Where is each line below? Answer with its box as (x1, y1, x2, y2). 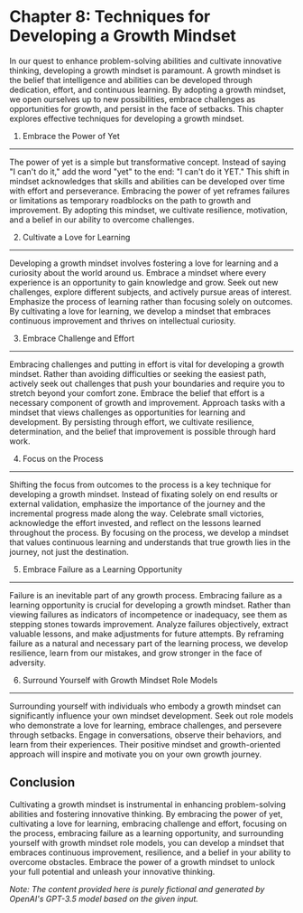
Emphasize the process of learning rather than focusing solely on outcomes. (9, 296, 293, 306)
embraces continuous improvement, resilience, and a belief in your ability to (9, 847, 291, 858)
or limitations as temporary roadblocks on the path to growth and (9, 194, 251, 205)
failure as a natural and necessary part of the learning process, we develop (9, 637, 289, 648)
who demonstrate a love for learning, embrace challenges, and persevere (9, 720, 282, 730)
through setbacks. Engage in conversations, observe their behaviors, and (9, 729, 282, 740)
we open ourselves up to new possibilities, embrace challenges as (9, 93, 256, 105)
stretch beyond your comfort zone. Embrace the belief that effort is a (9, 387, 265, 399)
